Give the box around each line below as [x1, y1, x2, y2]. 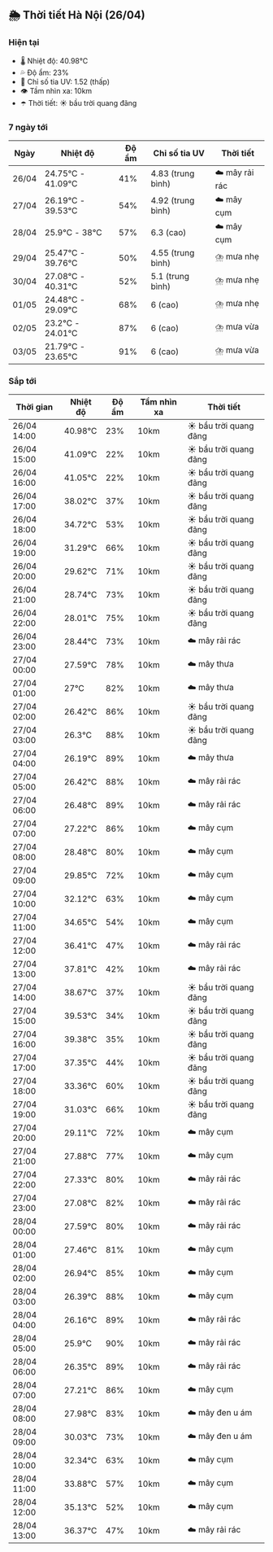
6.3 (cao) [150, 227, 187, 238]
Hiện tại [8, 37, 40, 48]
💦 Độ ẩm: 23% [19, 68, 69, 77]
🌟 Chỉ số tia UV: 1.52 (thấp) [19, 77, 110, 86]
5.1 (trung [150, 270, 189, 282]
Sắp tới [8, 375, 37, 387]
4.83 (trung [150, 168, 195, 179]
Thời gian [15, 401, 54, 413]
